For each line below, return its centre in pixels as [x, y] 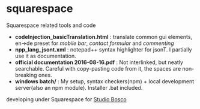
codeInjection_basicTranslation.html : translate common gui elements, [104, 37]
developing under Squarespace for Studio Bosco [67, 99]
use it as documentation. [45, 56]
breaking [26, 75]
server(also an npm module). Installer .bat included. [79, 87]
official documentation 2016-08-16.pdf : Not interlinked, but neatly [99, 62]
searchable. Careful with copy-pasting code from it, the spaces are [98, 68]
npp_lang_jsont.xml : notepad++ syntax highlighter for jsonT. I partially [103, 49]
